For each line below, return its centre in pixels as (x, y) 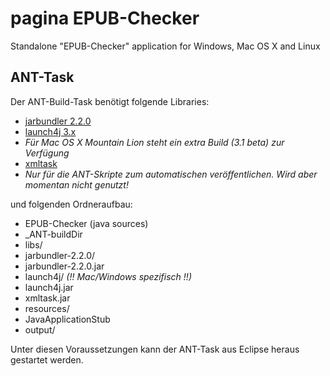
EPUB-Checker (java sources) (86, 223)
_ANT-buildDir (53, 234)
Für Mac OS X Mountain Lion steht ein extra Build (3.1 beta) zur (154, 142)
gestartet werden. (47, 359)
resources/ (47, 308)
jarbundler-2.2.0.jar (64, 266)
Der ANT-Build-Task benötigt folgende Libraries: (110, 101)
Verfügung (47, 153)
